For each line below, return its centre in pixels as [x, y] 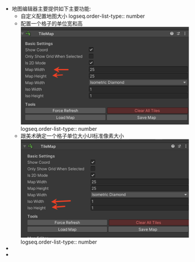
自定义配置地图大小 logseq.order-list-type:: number [83, 16]
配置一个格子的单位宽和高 [52, 23]
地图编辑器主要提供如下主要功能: [51, 9]
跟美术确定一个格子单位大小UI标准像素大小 [72, 135]
